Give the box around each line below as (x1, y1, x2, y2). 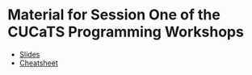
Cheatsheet (19, 58, 58, 68)
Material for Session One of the (7, 6, 221, 24)
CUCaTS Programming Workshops (7, 23, 244, 41)
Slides (19, 49, 40, 59)
